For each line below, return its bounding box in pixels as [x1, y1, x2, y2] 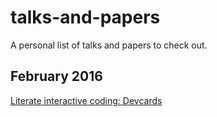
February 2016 [10, 68, 103, 85]
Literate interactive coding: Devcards [10, 94, 163, 106]
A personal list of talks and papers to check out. [10, 39, 208, 51]
